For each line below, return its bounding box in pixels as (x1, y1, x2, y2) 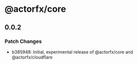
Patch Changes (4, 38, 42, 45)
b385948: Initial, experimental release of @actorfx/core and (11, 49, 134, 55)
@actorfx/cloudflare (11, 54, 53, 60)
